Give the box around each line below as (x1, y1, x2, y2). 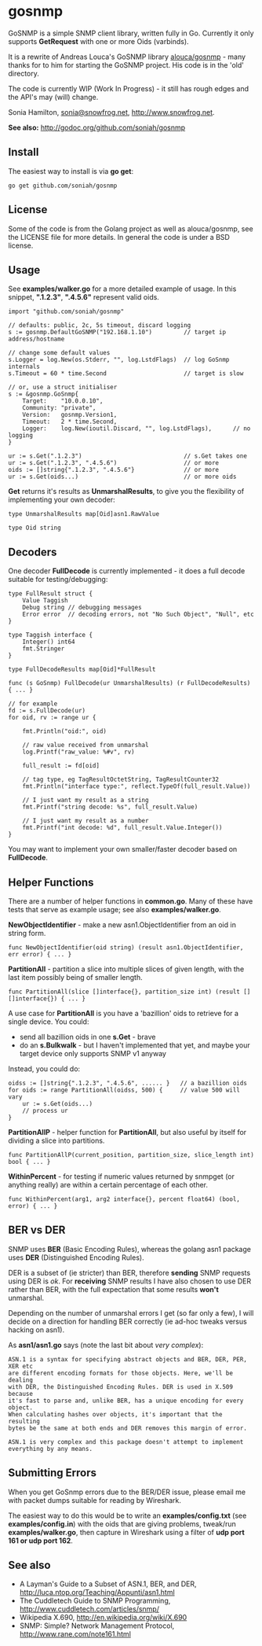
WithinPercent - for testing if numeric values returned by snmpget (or (8, 1172, 235, 1181)
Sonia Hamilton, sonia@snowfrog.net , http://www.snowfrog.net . (8, 107, 215, 116)
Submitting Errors (8, 1466, 96, 1480)
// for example (8, 700, 58, 708)
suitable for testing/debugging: (8, 575, 108, 584)
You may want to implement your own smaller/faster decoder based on (8, 845, 238, 854)
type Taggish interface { (8, 632, 93, 639)
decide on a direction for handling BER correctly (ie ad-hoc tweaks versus (8, 1316, 247, 1326)
